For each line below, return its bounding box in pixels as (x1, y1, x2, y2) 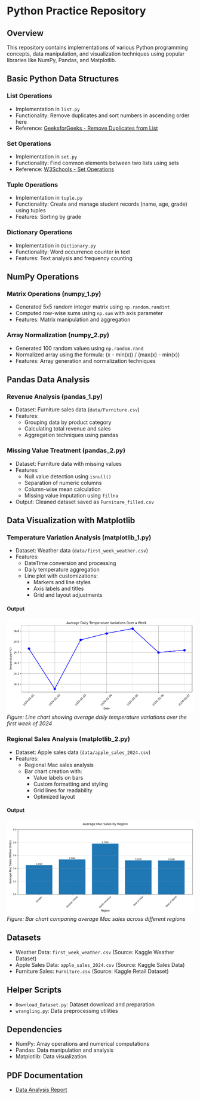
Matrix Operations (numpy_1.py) (7, 289, 101, 298)
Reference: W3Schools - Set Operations (15, 166, 115, 173)
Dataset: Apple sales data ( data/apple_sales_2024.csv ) (15, 749, 151, 756)
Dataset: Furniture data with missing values (15, 460, 122, 467)
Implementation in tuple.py (15, 194, 83, 202)
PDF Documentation (7, 1070, 83, 1080)
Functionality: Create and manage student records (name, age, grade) (15, 200, 187, 207)
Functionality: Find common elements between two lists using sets (15, 159, 180, 166)
